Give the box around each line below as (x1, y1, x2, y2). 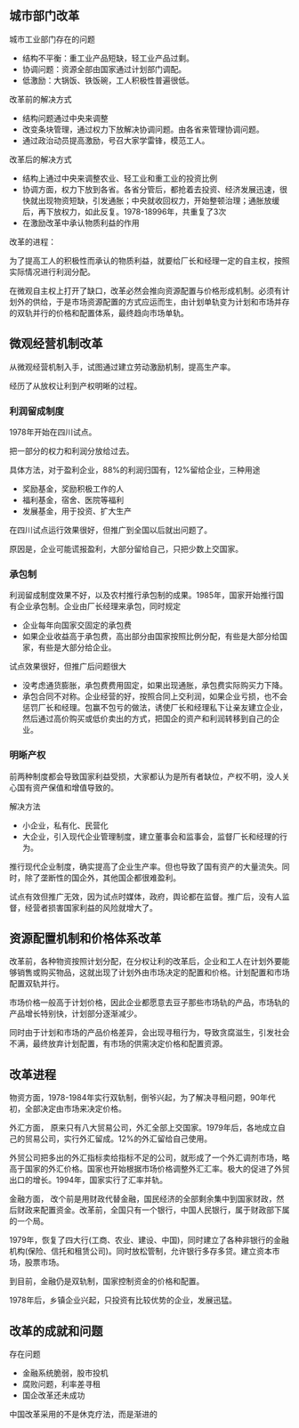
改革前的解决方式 (9, 93, 72, 104)
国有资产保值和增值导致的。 (16, 782, 118, 792)
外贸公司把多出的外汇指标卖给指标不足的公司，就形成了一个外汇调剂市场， (9, 1152, 282, 1164)
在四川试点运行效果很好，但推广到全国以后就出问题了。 (9, 524, 212, 535)
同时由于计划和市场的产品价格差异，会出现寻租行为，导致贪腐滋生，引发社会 (9, 1027, 290, 1038)
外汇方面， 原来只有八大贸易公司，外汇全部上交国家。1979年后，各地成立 (9, 1123, 279, 1133)
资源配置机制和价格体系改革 (9, 930, 162, 945)
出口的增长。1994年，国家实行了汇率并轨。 (9, 1174, 168, 1186)
